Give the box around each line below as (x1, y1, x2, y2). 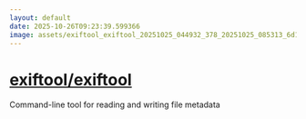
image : (9, 30, 35, 39)
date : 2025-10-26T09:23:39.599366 (9, 22, 141, 31)
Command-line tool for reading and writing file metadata (9, 99, 220, 110)
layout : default (9, 13, 71, 23)
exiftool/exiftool (9, 69, 132, 90)
